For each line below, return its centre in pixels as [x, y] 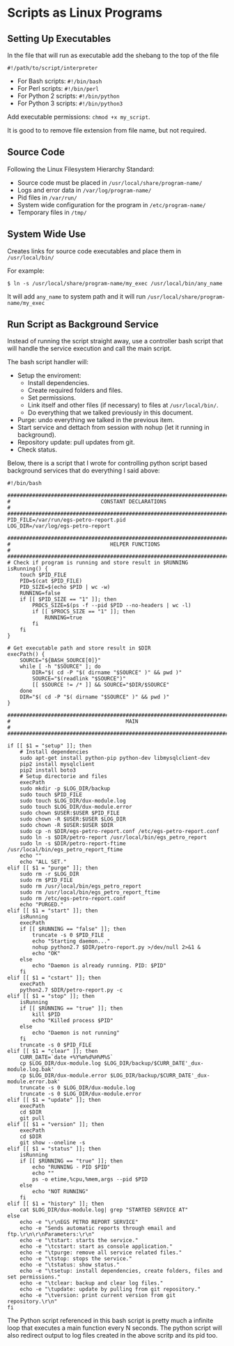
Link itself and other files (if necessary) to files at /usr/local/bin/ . [123, 405]
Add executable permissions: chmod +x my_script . [79, 117]
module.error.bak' [34, 1082]
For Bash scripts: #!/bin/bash [60, 81]
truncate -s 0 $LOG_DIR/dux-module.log [78, 1088]
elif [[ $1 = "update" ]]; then [54, 1100]
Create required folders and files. [75, 390]
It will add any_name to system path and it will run [77, 296]
